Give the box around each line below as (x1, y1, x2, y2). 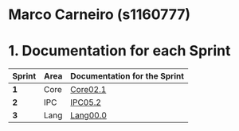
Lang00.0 (70, 110, 108, 121)
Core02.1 (70, 84, 107, 95)
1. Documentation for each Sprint (8, 42, 231, 60)
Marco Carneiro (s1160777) (8, 6, 191, 24)
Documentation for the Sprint (70, 71, 185, 82)
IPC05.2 (70, 97, 102, 108)
